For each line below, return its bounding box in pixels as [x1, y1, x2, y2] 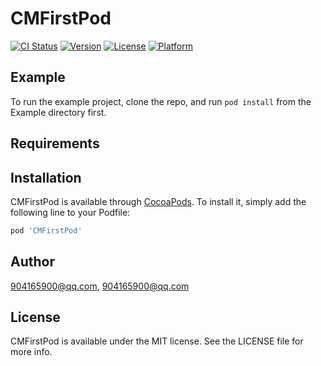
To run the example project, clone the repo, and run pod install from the [10, 95, 312, 107]
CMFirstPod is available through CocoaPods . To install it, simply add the [10, 195, 307, 207]
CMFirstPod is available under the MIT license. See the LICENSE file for [10, 335, 304, 347]
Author [10, 253, 55, 271]
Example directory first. [10, 106, 107, 118]
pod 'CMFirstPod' [10, 225, 83, 236]
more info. [10, 346, 53, 358]
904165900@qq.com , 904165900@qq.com [10, 280, 190, 292]
